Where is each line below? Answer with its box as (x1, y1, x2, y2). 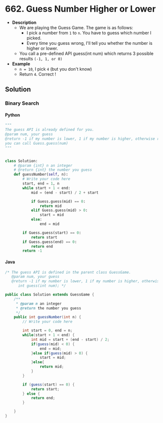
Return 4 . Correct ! (19, 71, 57, 77)
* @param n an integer (16, 301, 62, 306)
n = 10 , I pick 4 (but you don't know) (19, 66, 92, 72)
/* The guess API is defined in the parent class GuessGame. (5, 270, 131, 275)
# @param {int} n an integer (14, 163, 73, 168)
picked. (26, 35, 42, 41)
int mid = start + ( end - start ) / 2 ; (31, 337, 110, 342)
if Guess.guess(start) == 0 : (22, 230, 81, 235)
